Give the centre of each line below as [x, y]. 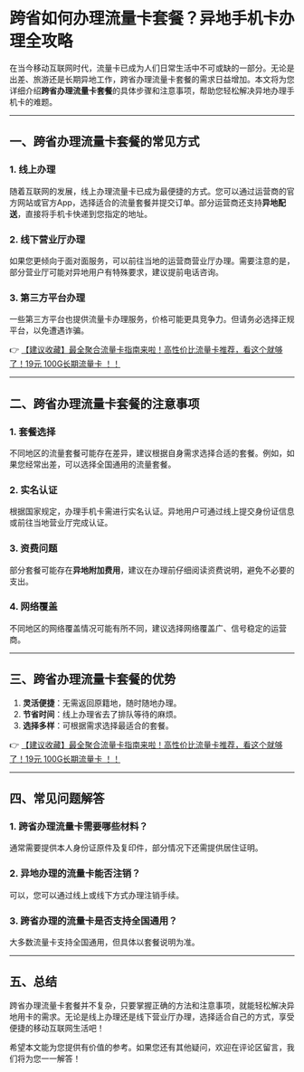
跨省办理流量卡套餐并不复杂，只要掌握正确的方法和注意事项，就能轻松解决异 [152, 1005]
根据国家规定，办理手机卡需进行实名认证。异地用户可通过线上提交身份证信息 [152, 511]
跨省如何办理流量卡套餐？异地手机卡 [144, 19]
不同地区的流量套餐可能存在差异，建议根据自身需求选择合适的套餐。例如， [148, 452]
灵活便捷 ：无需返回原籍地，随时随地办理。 [102, 703]
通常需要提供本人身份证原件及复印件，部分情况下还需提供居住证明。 [136, 848]
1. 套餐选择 [33, 432]
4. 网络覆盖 [33, 607]
